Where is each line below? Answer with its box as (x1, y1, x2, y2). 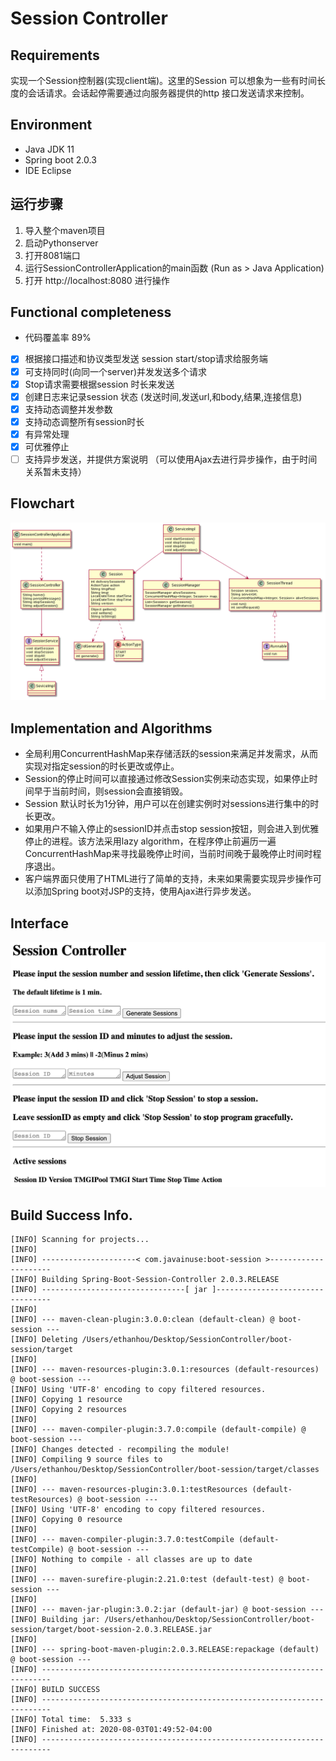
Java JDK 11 (24, 143, 75, 155)
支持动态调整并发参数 (24, 403, 113, 415)
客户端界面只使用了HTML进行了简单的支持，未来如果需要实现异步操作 (24, 873, 313, 885)
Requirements (10, 47, 100, 64)
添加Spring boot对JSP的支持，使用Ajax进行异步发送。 (33, 885, 257, 897)
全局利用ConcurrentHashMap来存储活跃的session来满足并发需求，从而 (24, 748, 318, 760)
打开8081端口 (24, 249, 81, 261)
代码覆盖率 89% (24, 332, 92, 344)
